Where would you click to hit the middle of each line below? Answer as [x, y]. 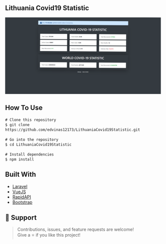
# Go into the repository [32, 140]
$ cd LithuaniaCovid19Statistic [38, 144]
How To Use [24, 108]
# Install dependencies [30, 154]
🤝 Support [21, 218]
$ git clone [17, 125]
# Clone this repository [31, 120]
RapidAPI [21, 197]
